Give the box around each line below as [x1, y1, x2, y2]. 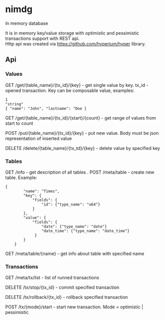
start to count [5, 120, 34, 126]
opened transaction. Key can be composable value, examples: [5, 87, 135, 93]
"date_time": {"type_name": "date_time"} [41, 228, 130, 233]
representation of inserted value [5, 135, 72, 141]
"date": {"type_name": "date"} [41, 224, 107, 229]
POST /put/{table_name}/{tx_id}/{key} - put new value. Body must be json [5, 130, 159, 136]
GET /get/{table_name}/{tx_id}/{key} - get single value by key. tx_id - [5, 82, 149, 88]
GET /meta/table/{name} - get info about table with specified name [5, 250, 145, 256]
